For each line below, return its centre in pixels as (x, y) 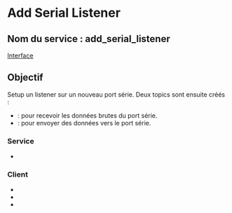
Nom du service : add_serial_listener (89, 39)
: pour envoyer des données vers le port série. (84, 123)
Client (18, 174)
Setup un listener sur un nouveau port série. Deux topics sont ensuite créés (116, 94)
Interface (20, 55)
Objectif (25, 77)
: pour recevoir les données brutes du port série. (87, 115)
